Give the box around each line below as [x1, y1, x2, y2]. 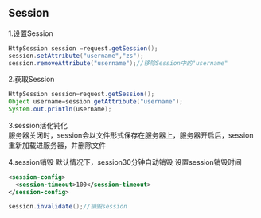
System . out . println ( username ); [8, 105, 112, 114]
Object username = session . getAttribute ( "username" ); [8, 98, 183, 106]
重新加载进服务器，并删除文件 [8, 141, 106, 150]
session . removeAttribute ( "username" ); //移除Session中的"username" [8, 59, 228, 67]
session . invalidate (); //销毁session [8, 202, 127, 210]
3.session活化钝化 [8, 121, 68, 130]
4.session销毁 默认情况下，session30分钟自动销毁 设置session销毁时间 [8, 158, 243, 167]
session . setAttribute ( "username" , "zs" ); [8, 52, 145, 60]
